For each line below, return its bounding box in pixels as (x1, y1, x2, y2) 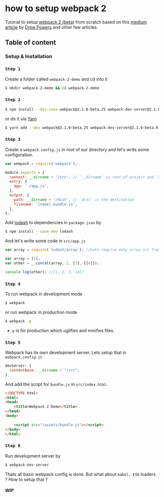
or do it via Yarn (5, 116, 37, 122)
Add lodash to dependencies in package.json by (5, 220, 102, 226)
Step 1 (5, 66, 21, 72)
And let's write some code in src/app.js (5, 238, 86, 244)
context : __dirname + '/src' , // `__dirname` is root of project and (9, 174, 154, 180)
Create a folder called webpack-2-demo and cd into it (5, 76, 108, 82)
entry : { (9, 179, 27, 184)
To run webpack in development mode (5, 291, 82, 297)
